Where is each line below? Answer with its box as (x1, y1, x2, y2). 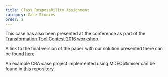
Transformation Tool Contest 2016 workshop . (5, 36, 100, 42)
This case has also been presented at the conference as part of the (5, 31, 146, 37)
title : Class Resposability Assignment (5, 7, 90, 13)
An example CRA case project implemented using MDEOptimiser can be (5, 61, 155, 67)
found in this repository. (5, 66, 55, 72)
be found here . (5, 51, 36, 57)
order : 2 (5, 17, 24, 22)
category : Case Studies (5, 12, 56, 17)
